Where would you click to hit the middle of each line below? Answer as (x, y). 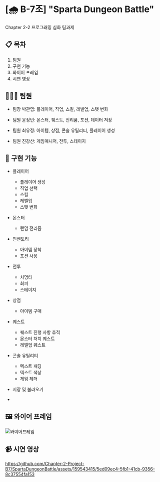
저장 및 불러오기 (28, 389)
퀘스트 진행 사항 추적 (40, 333)
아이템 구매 (30, 311)
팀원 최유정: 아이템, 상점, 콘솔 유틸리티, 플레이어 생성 (63, 130)
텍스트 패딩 (30, 366)
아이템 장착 (30, 250)
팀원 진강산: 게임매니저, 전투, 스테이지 (49, 141)
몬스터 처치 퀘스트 (37, 339)
